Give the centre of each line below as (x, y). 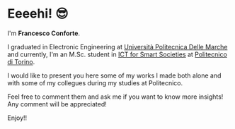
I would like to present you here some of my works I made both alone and (114, 75)
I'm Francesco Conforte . (44, 33)
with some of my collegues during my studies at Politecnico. (95, 82)
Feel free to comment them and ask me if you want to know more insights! (115, 97)
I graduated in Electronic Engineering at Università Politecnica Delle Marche (117, 47)
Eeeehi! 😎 (38, 14)
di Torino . (21, 61)
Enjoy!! (17, 118)
